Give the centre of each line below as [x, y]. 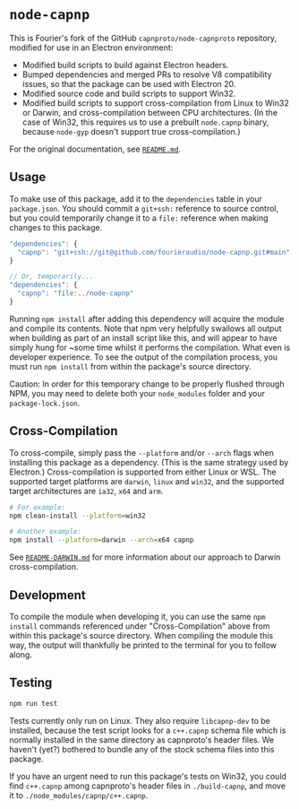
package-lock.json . [45, 403]
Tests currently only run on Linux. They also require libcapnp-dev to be [140, 720]
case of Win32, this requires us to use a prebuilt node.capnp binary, [145, 122]
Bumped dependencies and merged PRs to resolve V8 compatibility [147, 74]
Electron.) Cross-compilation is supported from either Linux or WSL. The [143, 472]
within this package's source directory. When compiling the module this [141, 635]
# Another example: [46, 532]
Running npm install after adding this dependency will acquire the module [147, 318]
